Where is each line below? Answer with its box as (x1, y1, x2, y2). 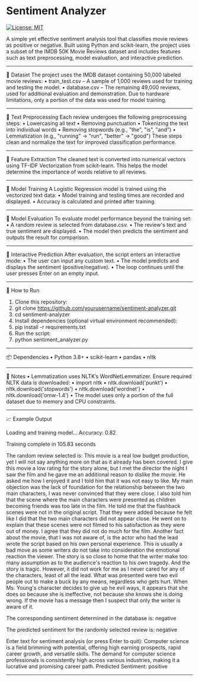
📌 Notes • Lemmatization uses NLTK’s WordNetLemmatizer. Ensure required (6, 372, 192, 380)
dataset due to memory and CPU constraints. (6, 398, 117, 405)
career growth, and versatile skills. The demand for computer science (6, 650, 176, 657)
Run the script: (14, 330, 51, 337)
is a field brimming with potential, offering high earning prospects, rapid (6, 644, 181, 651)
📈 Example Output (6, 415, 52, 422)
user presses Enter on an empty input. (6, 270, 99, 277)
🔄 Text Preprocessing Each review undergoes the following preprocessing (6, 113, 187, 120)
